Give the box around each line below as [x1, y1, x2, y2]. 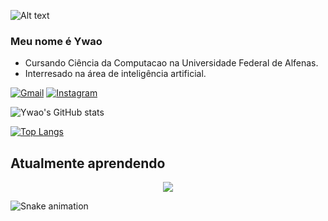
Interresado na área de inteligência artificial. [24, 68, 207, 80]
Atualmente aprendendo [10, 155, 166, 172]
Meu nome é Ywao [10, 34, 103, 48]
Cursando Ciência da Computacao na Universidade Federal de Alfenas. [24, 57, 319, 69]
